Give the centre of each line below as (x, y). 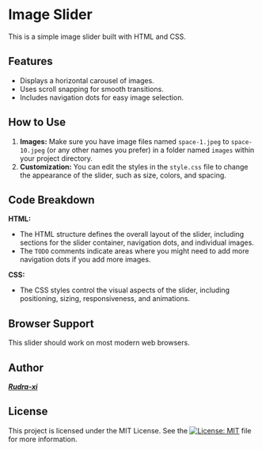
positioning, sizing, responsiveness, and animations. (105, 299)
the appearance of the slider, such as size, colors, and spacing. (123, 175)
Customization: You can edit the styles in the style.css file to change (134, 166)
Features (30, 61)
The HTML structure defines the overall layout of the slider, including (132, 235)
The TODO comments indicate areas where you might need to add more (134, 251)
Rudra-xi (23, 387)
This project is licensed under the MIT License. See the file (130, 430)
